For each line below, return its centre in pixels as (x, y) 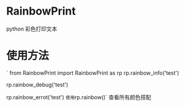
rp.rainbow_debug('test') (37, 85)
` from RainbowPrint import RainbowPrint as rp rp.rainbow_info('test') (93, 73)
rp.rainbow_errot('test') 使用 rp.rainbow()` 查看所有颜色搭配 (79, 97)
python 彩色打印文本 (32, 29)
